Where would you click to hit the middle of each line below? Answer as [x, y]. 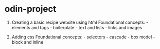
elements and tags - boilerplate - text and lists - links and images [77, 27]
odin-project [30, 9]
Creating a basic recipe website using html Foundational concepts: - [80, 22]
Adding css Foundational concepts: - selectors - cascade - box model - [83, 37]
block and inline [27, 42]
